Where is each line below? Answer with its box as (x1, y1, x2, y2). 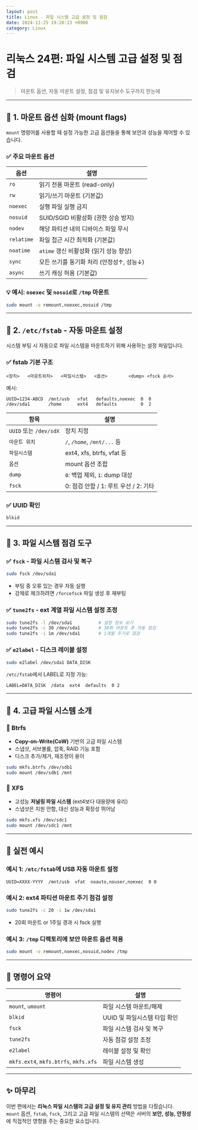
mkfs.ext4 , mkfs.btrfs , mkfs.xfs (9, 1057, 97, 1065)
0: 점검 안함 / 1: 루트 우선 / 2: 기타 (65, 482, 154, 490)
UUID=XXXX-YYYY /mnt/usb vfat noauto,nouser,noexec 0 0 (6, 879, 157, 885)
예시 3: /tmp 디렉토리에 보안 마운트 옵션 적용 (6, 935, 124, 943)
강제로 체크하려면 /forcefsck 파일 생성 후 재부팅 (14, 590, 127, 597)
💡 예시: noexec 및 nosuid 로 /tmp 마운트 (6, 288, 110, 297)
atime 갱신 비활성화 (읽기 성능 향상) (39, 247, 133, 255)
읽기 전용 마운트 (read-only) (39, 180, 115, 189)
